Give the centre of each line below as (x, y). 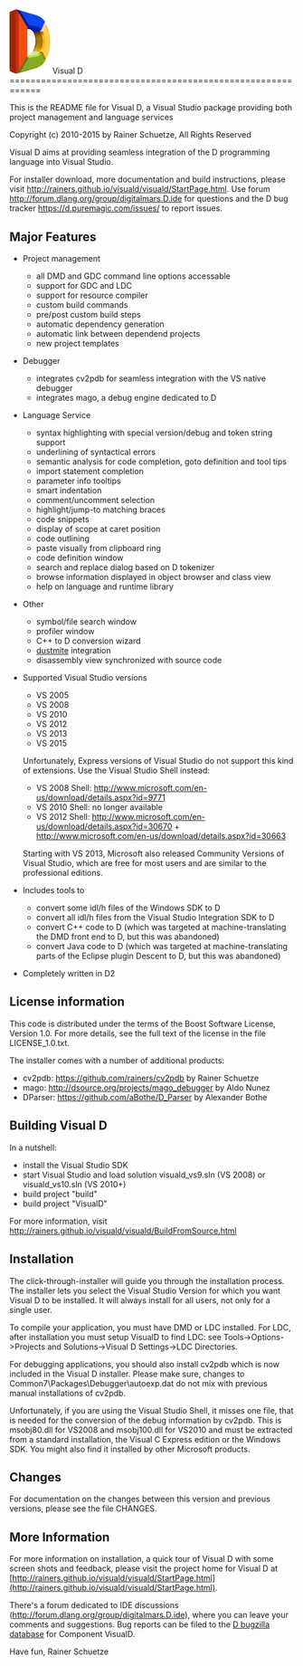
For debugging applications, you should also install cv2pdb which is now (145, 1364)
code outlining (63, 538)
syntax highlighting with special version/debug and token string (154, 433)
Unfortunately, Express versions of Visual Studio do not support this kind (158, 761)
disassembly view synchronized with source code (129, 661)
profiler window (65, 632)
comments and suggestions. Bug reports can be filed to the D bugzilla (140, 1624)
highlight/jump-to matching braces (100, 509)
